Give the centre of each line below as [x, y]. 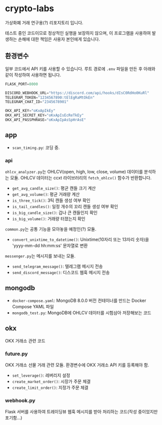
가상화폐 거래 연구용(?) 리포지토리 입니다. [44, 22]
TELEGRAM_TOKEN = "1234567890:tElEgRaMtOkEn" [50, 97]
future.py [17, 354]
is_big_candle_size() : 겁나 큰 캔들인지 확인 [55, 212]
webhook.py [20, 400]
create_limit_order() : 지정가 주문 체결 [50, 387]
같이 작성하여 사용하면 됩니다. [33, 75]
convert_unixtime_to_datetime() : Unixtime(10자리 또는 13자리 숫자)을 [81, 239]
